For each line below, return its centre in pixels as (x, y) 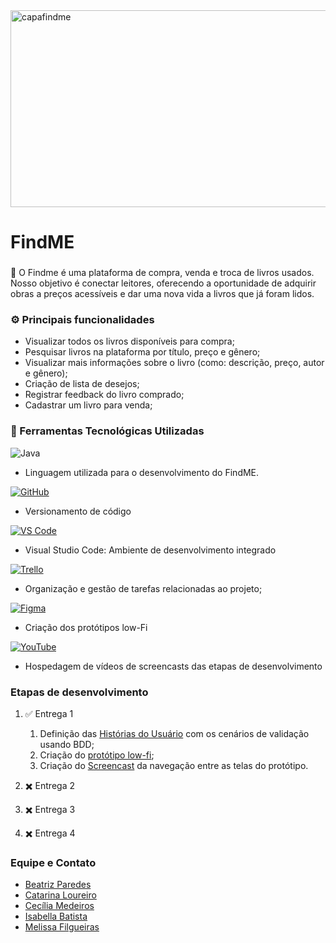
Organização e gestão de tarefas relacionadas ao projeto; (143, 588)
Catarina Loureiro (60, 895)
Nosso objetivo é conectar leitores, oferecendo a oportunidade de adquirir (163, 283)
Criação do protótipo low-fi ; (97, 755)
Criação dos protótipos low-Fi (86, 627)
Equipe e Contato (53, 862)
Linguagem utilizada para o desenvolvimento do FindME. (142, 472)
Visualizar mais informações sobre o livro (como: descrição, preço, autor (174, 363)
